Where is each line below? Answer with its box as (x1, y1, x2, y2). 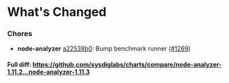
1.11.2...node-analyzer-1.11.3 (7, 68, 90, 76)
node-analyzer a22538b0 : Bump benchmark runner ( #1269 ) (17, 44, 191, 53)
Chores (7, 29, 33, 39)
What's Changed (7, 4, 107, 20)
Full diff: (7, 60, 32, 69)
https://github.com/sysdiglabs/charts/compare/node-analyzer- (32, 60, 222, 69)
